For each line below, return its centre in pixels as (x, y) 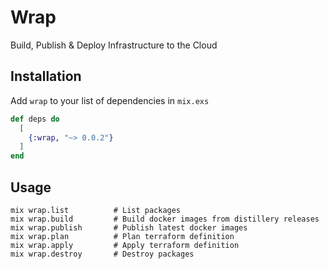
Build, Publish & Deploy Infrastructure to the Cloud (114, 45)
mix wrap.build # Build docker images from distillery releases (165, 219)
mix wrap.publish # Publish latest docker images (129, 227)
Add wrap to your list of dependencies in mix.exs (110, 100)
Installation (46, 76)
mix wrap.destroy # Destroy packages (102, 254)
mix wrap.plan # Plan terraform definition (122, 236)
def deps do (35, 119)
